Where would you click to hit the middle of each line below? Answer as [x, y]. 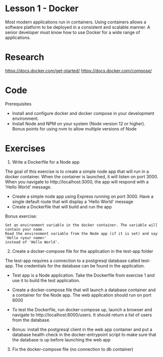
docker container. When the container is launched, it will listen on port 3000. [82, 176]
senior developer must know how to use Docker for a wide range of [72, 32]
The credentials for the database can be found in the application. [80, 265]
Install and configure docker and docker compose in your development [83, 113]
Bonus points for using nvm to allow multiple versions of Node [74, 129]
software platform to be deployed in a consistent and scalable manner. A [78, 27]
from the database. [31, 320]
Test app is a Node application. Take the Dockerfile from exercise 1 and [83, 275]
